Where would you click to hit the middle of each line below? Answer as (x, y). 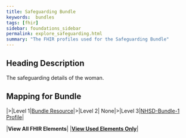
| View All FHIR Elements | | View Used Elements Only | (72, 128)
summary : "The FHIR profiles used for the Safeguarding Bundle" (88, 39)
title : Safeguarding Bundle (41, 12)
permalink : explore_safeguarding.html (54, 34)
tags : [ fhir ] (22, 23)
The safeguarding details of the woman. (55, 77)
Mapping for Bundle (44, 97)
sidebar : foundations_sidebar (44, 28)
